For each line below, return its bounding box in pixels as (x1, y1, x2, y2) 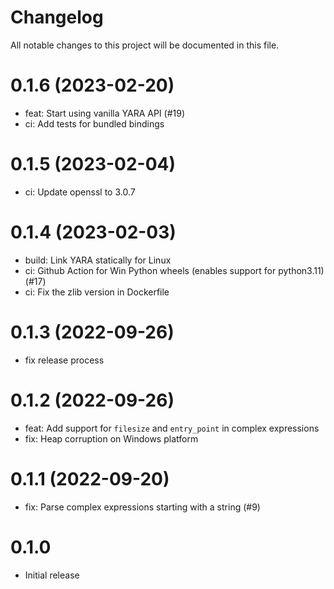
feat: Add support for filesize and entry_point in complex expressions (24, 422, 320, 434)
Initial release (24, 569, 80, 581)
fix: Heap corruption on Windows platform (24, 432, 199, 445)
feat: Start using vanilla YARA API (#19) (24, 107, 186, 119)
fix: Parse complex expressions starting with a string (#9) (24, 501, 261, 513)
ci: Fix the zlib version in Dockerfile (24, 286, 170, 298)
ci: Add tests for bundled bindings (24, 117, 165, 130)
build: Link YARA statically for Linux (24, 254, 172, 266)
